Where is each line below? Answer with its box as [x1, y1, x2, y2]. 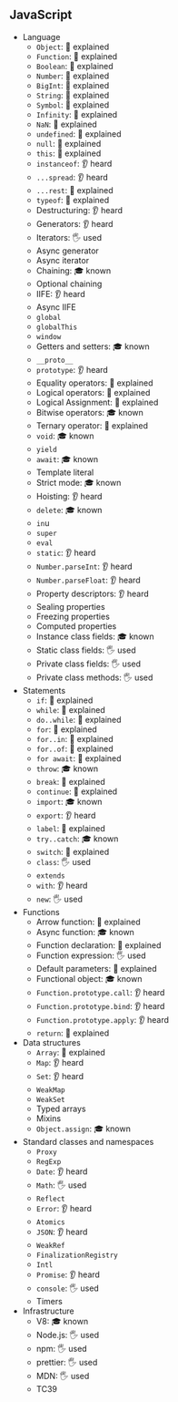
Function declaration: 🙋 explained [35, 939, 162, 951]
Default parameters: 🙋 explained [35, 963, 157, 974]
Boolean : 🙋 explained [35, 60, 114, 71]
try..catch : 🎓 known [35, 833, 119, 844]
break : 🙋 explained [35, 776, 106, 787]
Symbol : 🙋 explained [35, 99, 110, 110]
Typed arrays [35, 1103, 86, 1114]
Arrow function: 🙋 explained [35, 916, 141, 927]
